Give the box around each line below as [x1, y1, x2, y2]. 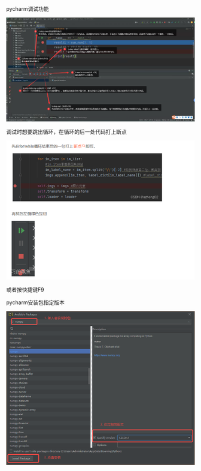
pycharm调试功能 [6, 5, 49, 12]
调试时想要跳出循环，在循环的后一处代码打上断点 [6, 128, 127, 136]
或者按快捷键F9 [6, 286, 44, 293]
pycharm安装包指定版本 [6, 299, 65, 306]
